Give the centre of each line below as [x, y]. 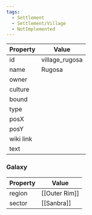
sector [18, 203]
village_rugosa [62, 60]
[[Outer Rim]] [61, 193]
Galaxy [17, 167]
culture [19, 90]
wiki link [21, 139]
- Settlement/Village [39, 23]
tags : [13, 12]
